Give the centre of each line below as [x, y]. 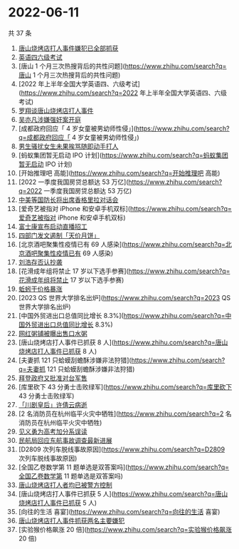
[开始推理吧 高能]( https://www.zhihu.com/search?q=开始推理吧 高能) [119, 173]
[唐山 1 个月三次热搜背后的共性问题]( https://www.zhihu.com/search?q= [122, 66]
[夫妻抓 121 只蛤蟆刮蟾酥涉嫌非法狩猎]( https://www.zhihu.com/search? [122, 360]
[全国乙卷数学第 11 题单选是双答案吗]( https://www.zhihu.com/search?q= [124, 467]
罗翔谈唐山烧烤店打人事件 [56, 111]
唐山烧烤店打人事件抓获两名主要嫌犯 [71, 520]
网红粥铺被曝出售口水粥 [53, 333]
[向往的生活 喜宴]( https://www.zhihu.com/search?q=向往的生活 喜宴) [119, 511]
